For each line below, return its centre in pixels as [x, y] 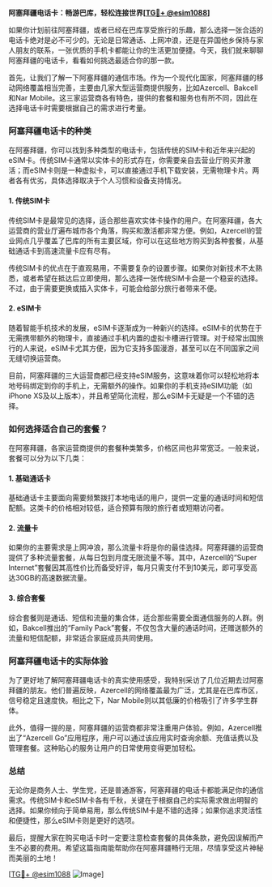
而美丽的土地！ [33, 858]
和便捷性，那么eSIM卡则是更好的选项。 [74, 821]
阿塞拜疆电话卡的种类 [50, 131]
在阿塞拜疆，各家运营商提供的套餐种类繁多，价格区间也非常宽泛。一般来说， [136, 448]
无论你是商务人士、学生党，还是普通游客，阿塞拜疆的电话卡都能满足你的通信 [136, 791]
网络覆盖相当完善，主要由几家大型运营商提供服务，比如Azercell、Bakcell [136, 88]
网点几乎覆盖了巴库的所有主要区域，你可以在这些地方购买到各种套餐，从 [136, 240]
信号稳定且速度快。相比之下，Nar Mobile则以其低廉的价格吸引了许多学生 [130, 700]
